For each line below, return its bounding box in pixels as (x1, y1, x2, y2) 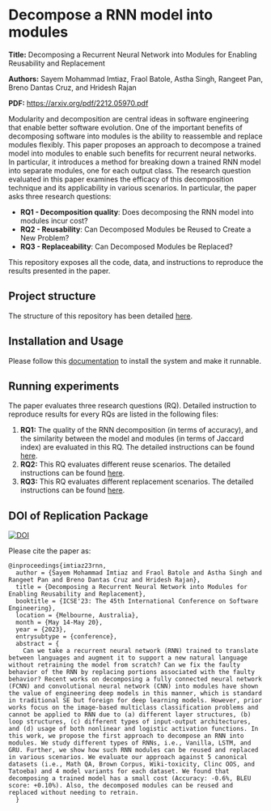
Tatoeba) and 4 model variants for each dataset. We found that (8, 767, 230, 775)
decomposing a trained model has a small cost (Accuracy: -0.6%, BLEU (8, 775, 252, 783)
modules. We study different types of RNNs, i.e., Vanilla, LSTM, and (8, 739, 252, 747)
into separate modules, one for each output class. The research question (8, 165, 252, 175)
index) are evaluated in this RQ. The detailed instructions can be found (19, 442, 255, 452)
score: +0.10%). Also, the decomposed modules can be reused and (8, 782, 233, 790)
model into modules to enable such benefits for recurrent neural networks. (8, 148, 256, 158)
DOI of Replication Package (8, 509, 149, 523)
